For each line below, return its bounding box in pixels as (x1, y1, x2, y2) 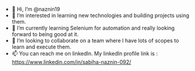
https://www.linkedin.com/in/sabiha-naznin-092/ (11, 59, 132, 65)
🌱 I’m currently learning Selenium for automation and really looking (11, 24, 175, 31)
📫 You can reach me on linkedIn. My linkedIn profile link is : (11, 50, 158, 57)
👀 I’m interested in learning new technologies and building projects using (11, 12, 190, 19)
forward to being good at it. (11, 31, 79, 38)
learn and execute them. (11, 43, 72, 50)
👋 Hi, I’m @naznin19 (11, 6, 60, 12)
